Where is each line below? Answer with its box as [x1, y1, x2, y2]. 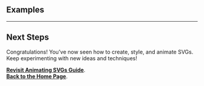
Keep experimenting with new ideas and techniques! [6, 54, 138, 62]
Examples [6, 5, 44, 15]
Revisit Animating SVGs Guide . [6, 66, 86, 73]
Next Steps [6, 32, 49, 43]
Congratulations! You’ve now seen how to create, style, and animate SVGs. [6, 48, 194, 55]
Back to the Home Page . [6, 72, 68, 80]
